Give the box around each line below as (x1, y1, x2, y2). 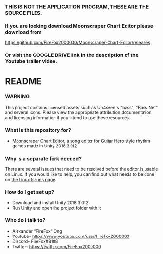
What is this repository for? (5, 127, 72, 133)
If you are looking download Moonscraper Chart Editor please (5, 22, 153, 29)
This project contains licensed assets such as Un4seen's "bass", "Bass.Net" (5, 104, 158, 110)
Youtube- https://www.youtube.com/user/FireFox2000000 (12, 233, 130, 239)
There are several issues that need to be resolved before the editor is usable (5, 166, 158, 172)
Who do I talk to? (5, 217, 46, 224)
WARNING (5, 93, 30, 100)
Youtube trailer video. (5, 58, 57, 65)
